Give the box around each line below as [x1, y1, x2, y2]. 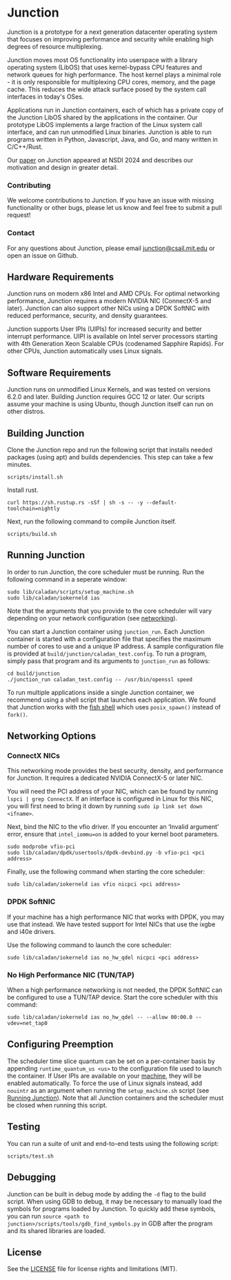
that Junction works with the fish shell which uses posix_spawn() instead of [7, 703, 221, 711]
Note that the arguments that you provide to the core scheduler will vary [7, 606, 212, 615]
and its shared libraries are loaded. [7, 1226, 106, 1234]
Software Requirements [7, 367, 112, 379]
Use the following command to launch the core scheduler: [7, 941, 172, 949]
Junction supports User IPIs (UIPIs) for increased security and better [7, 325, 202, 333]
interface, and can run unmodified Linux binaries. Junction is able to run [7, 128, 212, 136]
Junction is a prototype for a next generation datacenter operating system [7, 28, 218, 36]
